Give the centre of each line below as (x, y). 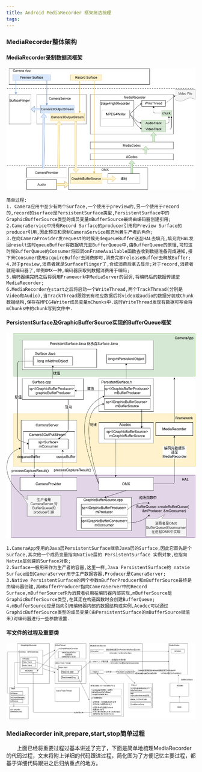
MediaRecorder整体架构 (41, 42)
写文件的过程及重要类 (32, 633)
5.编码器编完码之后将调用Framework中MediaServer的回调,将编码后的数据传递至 (93, 277)
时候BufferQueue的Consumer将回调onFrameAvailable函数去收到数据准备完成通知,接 (99, 251)
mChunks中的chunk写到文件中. (40, 308)
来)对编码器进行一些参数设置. (38, 618)
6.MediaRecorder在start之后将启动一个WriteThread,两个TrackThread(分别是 (95, 289)
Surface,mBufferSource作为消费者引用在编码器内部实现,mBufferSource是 (89, 593)
